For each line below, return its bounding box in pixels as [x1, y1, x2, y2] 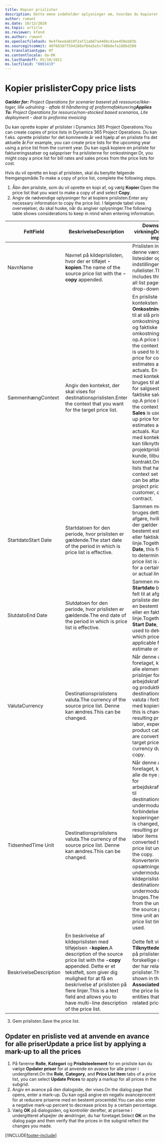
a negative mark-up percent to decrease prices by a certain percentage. [12, 1102, 158, 1108]
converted [132, 839, 156, 846]
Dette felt [132, 939, 154, 945]
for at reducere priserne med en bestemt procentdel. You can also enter [12, 1097, 156, 1103]
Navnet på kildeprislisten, [65, 252, 123, 259]
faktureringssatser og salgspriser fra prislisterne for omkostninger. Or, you [5, 150, 153, 156]
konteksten [132, 299, 158, 306]
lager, [5, 104, 17, 110]
